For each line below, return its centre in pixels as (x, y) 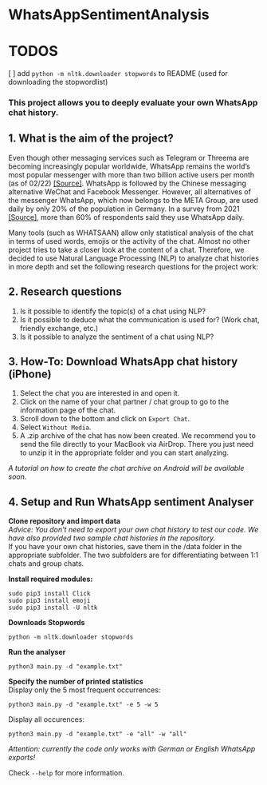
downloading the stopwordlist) (58, 82)
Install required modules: (51, 579)
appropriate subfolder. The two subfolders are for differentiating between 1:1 (133, 555)
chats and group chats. (46, 564)
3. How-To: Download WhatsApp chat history (123, 362)
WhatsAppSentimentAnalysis (109, 15)
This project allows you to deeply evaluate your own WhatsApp (133, 103)
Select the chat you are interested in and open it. (100, 393)
